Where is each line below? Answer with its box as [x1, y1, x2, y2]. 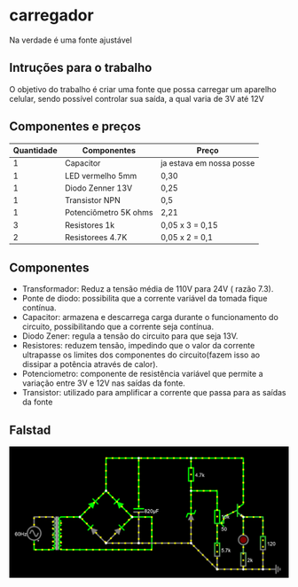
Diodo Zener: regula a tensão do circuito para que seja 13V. [21, 331, 239, 341]
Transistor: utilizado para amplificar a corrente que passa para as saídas [21, 387, 286, 398]
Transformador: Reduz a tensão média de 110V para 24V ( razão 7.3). [21, 284, 274, 294]
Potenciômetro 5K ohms [65, 207, 153, 218]
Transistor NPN [65, 195, 122, 206]
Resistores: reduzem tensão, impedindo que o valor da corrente [21, 340, 255, 351]
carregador [9, 5, 95, 26]
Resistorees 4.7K [65, 231, 128, 242]
